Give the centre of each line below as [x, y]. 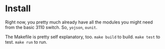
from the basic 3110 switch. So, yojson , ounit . [51, 27]
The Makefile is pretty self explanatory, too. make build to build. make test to [83, 37]
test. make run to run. [26, 42]
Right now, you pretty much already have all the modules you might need [79, 22]
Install [18, 9]
